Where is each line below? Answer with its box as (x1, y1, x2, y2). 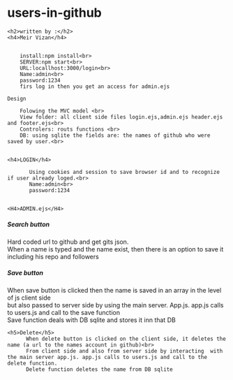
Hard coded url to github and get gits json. (7, 237, 129, 246)
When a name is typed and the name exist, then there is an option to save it (7, 244, 224, 253)
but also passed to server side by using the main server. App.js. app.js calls (7, 300, 224, 309)
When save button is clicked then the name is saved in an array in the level (7, 286, 222, 294)
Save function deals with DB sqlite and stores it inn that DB (7, 316, 176, 324)
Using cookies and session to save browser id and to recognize (29, 168, 220, 175)
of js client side (7, 293, 51, 302)
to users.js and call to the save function (7, 308, 121, 316)
